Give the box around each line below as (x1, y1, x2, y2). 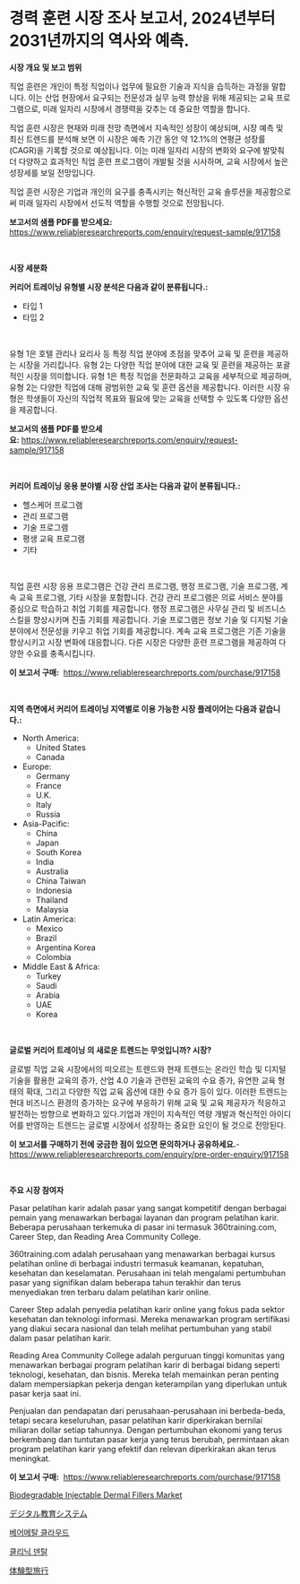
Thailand (35, 894, 69, 905)
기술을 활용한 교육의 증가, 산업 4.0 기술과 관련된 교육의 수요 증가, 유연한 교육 (9, 1075, 276, 1086)
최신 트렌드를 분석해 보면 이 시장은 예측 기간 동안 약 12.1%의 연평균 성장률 (9, 134, 266, 144)
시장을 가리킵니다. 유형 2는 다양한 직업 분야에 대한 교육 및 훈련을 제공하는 (18, 359, 274, 370)
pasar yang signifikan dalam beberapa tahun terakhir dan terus (9, 1277, 242, 1287)
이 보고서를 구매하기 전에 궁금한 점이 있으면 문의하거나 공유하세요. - (9, 1138, 240, 1149)
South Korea (35, 846, 82, 857)
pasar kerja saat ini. (9, 1388, 81, 1398)
